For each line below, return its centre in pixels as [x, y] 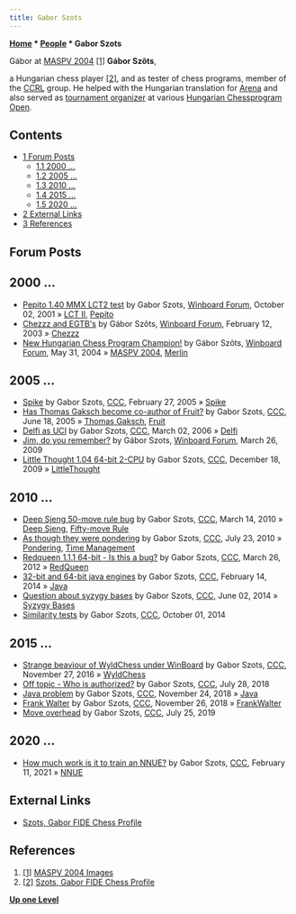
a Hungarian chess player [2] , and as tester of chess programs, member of [148, 78]
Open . [21, 107]
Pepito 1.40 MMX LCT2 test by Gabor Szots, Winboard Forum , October [153, 304]
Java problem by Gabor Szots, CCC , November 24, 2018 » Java [140, 693]
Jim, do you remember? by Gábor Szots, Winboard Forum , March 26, [150, 440]
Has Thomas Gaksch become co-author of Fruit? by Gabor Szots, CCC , [155, 412]
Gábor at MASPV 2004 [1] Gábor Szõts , [83, 60]
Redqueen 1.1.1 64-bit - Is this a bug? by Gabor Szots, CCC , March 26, [151, 557]
